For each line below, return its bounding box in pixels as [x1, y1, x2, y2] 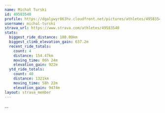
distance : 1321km [13, 76, 49, 81]
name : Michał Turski [4, 7, 47, 12]
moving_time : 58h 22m [13, 80, 58, 85]
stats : [4, 30, 18, 35]
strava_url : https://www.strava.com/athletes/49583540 [4, 26, 120, 31]
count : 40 [13, 72, 34, 76]
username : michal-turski [4, 21, 56, 26]
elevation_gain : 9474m [13, 85, 60, 90]
